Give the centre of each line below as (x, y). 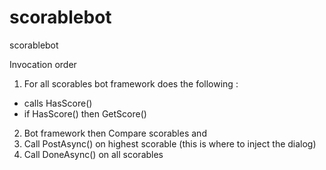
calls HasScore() (58, 103)
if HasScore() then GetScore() (85, 113)
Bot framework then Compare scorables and (115, 133)
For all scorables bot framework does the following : (131, 83)
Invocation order (43, 64)
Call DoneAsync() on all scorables (93, 154)
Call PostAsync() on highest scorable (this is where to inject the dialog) (170, 143)
